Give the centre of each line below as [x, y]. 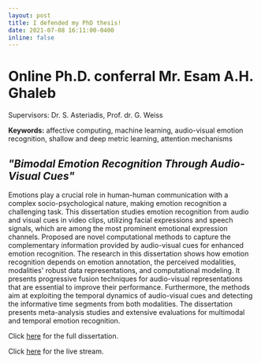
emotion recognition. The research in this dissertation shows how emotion [129, 254]
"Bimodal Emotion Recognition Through [108, 164]
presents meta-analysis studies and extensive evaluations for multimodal [127, 312]
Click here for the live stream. [56, 351]
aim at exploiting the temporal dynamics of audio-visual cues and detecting [130, 296]
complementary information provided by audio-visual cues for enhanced [126, 245]
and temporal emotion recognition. [64, 321]
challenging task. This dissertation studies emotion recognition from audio [129, 211]
